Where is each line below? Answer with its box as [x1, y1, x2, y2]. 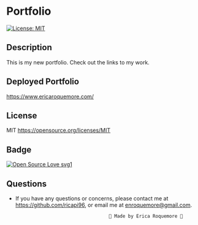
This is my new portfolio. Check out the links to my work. [6, 58, 150, 66]
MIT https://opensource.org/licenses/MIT [6, 127, 111, 134]
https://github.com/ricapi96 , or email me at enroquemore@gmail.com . [15, 201, 192, 208]
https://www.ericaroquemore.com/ [6, 93, 94, 100]
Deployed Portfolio [6, 77, 80, 87]
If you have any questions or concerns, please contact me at [15, 195, 169, 202]
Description [6, 42, 52, 53]
